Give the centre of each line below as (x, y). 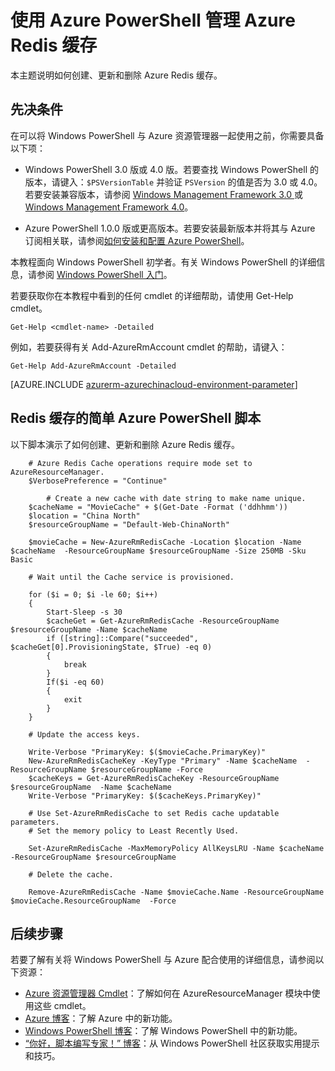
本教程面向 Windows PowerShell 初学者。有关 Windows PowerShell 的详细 (163, 262)
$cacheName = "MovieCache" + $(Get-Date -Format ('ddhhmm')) (158, 507)
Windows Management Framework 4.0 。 (109, 207)
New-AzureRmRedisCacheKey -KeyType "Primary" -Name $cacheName (163, 761)
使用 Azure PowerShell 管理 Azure (153, 20)
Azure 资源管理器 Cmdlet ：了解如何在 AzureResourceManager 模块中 (168, 993)
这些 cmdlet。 (62, 1006)
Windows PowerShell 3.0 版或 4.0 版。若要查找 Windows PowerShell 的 (171, 169)
